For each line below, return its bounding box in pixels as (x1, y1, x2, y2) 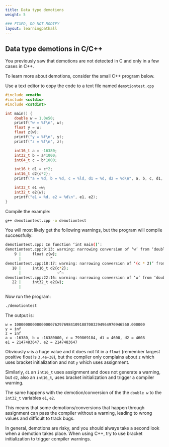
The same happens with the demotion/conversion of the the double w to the (5, 390, 162, 396)
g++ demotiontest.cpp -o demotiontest (5, 218, 87, 223)
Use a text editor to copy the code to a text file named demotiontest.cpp (5, 83, 154, 89)
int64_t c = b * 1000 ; (14, 157, 57, 163)
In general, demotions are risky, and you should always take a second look (5, 425, 160, 431)
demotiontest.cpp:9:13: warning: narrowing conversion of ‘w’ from (5, 247, 150, 252)
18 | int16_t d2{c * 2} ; (12, 266, 69, 271)
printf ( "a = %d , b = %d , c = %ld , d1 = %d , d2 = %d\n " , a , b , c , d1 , (14, 176, 163, 181)
